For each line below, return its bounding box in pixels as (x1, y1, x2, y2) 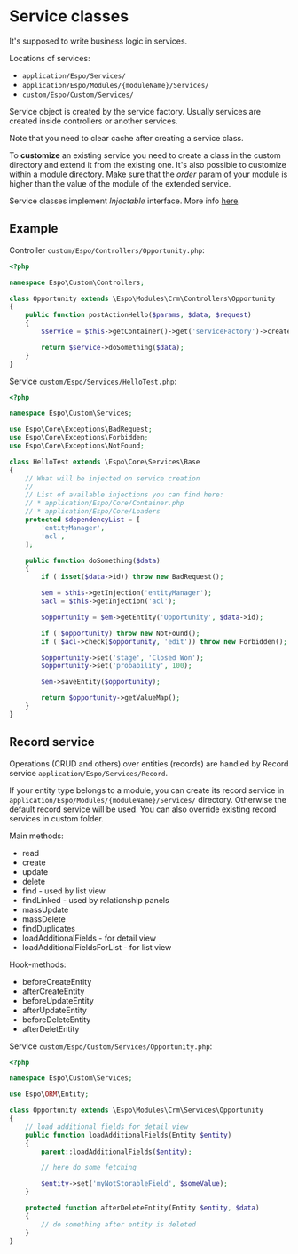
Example (9, 221, 59, 236)
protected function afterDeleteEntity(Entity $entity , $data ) (25, 1203, 260, 1213)
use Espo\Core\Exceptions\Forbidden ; (9, 433, 149, 442)
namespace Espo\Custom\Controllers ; (9, 278, 145, 287)
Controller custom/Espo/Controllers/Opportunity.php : (9, 244, 206, 255)
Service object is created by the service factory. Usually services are (9, 106, 262, 116)
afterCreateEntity (21, 986, 85, 996)
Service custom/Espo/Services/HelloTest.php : (9, 376, 177, 386)
